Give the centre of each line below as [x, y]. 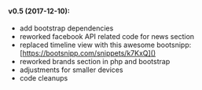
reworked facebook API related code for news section [107, 37]
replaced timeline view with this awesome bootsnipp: [105, 45]
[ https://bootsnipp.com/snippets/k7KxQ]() [88, 53]
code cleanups [44, 78]
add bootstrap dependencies [66, 28]
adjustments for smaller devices [71, 70]
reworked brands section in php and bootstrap [95, 62]
